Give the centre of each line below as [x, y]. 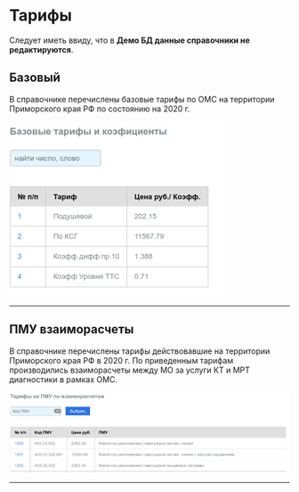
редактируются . [41, 49]
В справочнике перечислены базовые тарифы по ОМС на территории [142, 99]
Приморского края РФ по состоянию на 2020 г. [100, 109]
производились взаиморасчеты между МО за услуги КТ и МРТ [130, 370]
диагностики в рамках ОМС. [64, 379]
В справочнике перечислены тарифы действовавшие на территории [140, 351]
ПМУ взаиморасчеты [72, 329]
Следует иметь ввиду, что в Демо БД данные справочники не [130, 40]
